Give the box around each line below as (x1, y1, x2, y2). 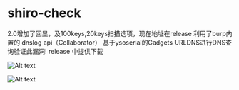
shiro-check (7, 5, 81, 21)
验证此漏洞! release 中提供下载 (13, 47, 103, 55)
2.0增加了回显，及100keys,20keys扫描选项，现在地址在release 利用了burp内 (7, 29, 233, 38)
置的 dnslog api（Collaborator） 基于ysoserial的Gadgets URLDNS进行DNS (7, 38, 226, 47)
